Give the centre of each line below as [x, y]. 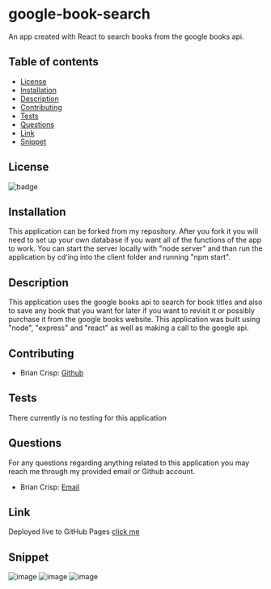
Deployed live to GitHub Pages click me [74, 532]
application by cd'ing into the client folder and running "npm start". [119, 257]
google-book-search [80, 14]
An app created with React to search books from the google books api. [126, 36]
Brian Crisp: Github [52, 373]
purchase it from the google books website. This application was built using [134, 320]
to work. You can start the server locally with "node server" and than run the [135, 248]
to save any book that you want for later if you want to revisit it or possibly [131, 311]
